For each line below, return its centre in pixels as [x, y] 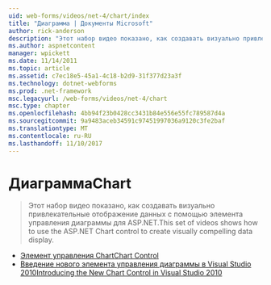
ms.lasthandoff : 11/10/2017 [56, 143]
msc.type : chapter [39, 106]
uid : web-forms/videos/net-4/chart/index [79, 16]
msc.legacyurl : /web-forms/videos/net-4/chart [88, 98]
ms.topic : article [39, 69]
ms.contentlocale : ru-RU [50, 136]
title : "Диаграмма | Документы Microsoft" [81, 23]
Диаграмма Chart [70, 183]
